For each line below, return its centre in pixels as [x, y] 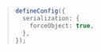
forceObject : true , [62, 26]
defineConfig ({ [40, 11]
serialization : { [51, 19]
